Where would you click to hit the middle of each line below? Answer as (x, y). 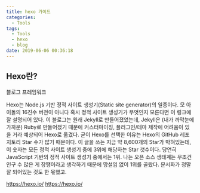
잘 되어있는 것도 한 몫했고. (36, 171)
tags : (13, 28)
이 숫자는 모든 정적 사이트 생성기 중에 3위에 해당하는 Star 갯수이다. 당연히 (92, 149)
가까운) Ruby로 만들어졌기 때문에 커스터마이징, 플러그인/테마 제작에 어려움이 (95, 127)
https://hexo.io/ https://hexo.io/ (44, 183)
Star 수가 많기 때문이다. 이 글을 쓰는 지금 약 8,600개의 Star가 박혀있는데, (106, 142)
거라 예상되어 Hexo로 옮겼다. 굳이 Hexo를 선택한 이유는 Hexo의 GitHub (96, 134)
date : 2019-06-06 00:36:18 (40, 51)
